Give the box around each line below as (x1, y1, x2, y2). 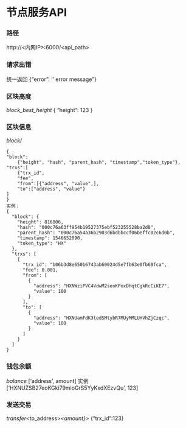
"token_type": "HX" (17, 240, 67, 247)
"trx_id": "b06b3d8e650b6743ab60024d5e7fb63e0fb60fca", (22, 262, 167, 268)
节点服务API (6, 5, 67, 19)
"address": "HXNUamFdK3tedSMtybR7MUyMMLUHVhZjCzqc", (33, 315, 170, 321)
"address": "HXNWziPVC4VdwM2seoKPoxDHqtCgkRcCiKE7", (33, 283, 170, 289)
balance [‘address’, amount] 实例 (6, 377, 89, 384)
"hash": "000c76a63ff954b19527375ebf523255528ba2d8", (17, 225, 156, 231)
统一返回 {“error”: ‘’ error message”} (6, 75, 97, 83)
